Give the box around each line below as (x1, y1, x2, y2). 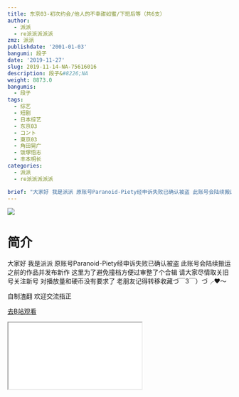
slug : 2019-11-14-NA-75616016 (7, 63, 97, 70)
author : (7, 17, 31, 24)
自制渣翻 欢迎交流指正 (7, 292, 72, 300)
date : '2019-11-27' (7, 57, 65, 64)
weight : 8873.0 (7, 76, 53, 84)
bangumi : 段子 (7, 50, 48, 58)
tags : (7, 97, 23, 104)
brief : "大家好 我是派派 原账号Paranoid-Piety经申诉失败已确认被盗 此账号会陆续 (7, 188, 225, 195)
